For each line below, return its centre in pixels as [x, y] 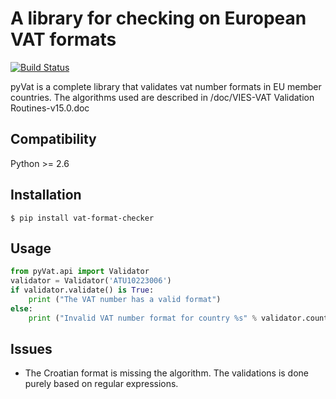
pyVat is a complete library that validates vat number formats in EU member [166, 86]
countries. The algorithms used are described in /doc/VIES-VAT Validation [162, 97]
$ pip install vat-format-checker [82, 218]
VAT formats [63, 39]
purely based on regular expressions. [101, 384]
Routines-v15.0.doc [50, 108]
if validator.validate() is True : [82, 290]
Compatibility [53, 139]
